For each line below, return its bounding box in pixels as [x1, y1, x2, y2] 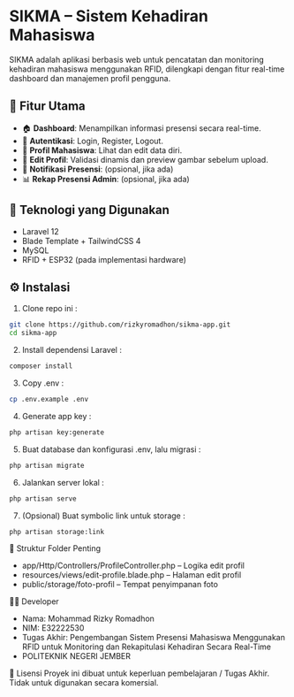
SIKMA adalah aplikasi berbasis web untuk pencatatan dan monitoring [9, 54, 265, 65]
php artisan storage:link [9, 527, 104, 536]
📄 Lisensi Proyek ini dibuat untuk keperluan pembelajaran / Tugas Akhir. [9, 668, 270, 678]
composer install [9, 362, 73, 371]
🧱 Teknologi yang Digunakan [9, 203, 170, 218]
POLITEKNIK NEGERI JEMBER [21, 651, 131, 662]
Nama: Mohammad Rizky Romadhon [21, 613, 155, 624]
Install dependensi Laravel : [21, 345, 122, 356]
